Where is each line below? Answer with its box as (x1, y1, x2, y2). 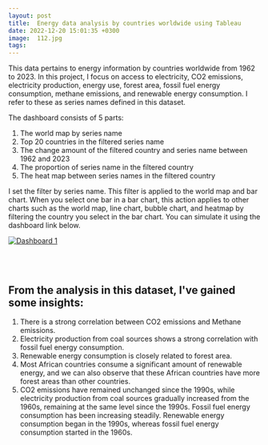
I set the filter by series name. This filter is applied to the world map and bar (8, 186, 258, 196)
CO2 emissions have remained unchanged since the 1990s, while (19, 385, 235, 395)
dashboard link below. (8, 221, 82, 231)
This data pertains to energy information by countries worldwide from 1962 (8, 63, 256, 73)
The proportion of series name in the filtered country (19, 162, 194, 172)
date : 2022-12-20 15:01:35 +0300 (8, 26, 120, 34)
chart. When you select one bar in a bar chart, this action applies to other (8, 195, 250, 205)
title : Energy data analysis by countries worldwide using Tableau (8, 19, 242, 27)
